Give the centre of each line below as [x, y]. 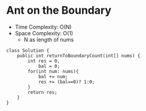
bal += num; [53, 76]
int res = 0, [44, 61]
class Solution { [28, 50]
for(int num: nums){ [53, 71]
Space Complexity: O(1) [44, 33]
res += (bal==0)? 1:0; [66, 82]
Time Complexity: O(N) [43, 27]
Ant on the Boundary [59, 10]
